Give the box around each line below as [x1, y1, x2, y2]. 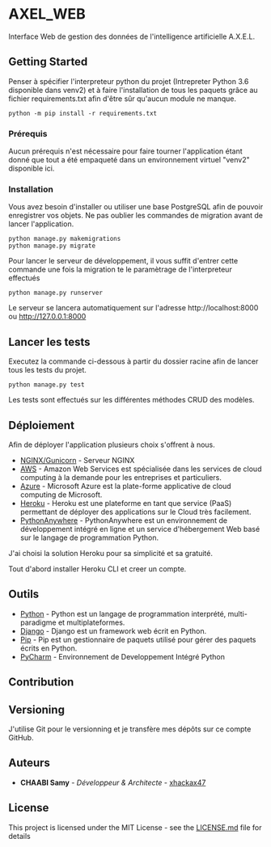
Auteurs [8, 756, 51, 770]
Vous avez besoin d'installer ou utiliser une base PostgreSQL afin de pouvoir [8, 202, 264, 212]
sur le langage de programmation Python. [19, 533, 159, 542]
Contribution [8, 676, 74, 689]
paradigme [19, 617, 57, 627]
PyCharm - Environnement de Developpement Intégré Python [19, 651, 225, 661]
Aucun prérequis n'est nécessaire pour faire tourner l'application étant [8, 146, 243, 156]
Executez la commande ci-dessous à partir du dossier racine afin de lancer [8, 356, 259, 366]
